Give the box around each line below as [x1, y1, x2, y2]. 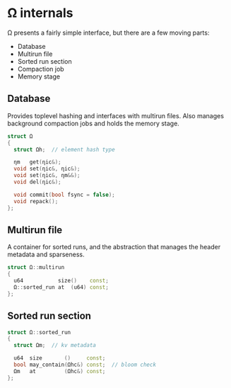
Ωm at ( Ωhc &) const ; [13, 367, 106, 375]
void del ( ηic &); [13, 178, 61, 186]
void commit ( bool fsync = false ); [13, 191, 115, 198]
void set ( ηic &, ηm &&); [13, 172, 81, 179]
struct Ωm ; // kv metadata [13, 342, 97, 349]
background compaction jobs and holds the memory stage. [7, 119, 180, 127]
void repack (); [13, 198, 59, 205]
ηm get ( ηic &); [13, 159, 61, 166]
